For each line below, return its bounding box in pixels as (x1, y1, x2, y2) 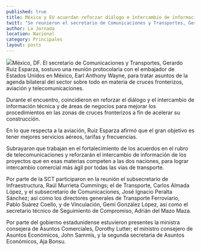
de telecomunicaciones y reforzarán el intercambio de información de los (6, 151, 187, 158)
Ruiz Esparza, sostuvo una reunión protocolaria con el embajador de (6, 65, 175, 72)
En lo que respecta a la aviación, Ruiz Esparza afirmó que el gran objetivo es (6, 127, 195, 134)
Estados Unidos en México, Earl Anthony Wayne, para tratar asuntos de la (6, 72, 188, 79)
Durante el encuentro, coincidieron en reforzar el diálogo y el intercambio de (6, 96, 194, 103)
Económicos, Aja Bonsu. (6, 237, 66, 245)
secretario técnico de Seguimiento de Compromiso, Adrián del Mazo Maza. (6, 207, 191, 214)
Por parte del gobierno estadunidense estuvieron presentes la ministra (6, 219, 181, 226)
